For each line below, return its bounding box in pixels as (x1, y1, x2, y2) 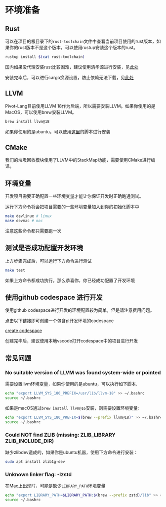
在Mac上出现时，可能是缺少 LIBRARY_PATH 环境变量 (5, 483, 106, 489)
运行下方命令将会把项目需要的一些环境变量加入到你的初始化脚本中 (5, 204, 139, 210)
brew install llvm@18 (5, 119, 50, 124)
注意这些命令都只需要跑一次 (5, 227, 62, 233)
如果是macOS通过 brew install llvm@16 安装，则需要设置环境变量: (5, 405, 139, 411)
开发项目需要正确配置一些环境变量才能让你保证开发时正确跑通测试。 (5, 193, 144, 199)
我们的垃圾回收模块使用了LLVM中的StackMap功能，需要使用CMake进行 (5, 157, 151, 163)
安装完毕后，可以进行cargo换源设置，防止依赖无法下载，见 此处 (5, 74, 134, 80)
